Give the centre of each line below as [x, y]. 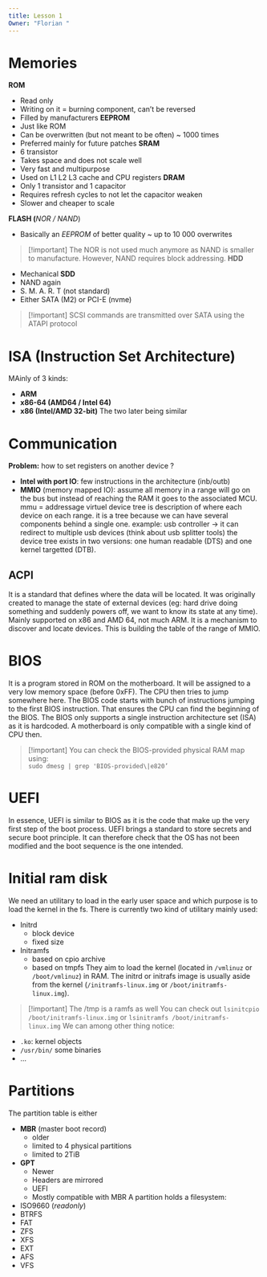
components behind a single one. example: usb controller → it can [129, 524]
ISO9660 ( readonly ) [53, 1205]
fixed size [48, 942]
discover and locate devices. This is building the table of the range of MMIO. [134, 628]
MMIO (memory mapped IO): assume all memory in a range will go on [135, 490]
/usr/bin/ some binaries [61, 1050]
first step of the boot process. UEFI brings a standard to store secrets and [130, 829]
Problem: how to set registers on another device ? [91, 466]
